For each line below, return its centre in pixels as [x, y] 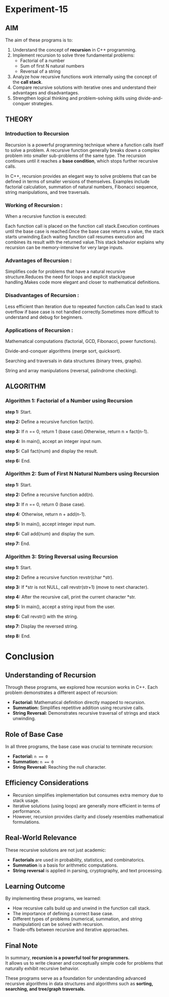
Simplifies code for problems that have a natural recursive [65, 272]
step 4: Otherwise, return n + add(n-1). [46, 514]
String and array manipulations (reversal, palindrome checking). [71, 370]
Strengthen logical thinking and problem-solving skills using [75, 98]
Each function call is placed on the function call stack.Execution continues [82, 226]
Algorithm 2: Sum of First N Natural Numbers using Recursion [82, 474]
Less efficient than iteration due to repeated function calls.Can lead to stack [84, 306]
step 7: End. [18, 543]
